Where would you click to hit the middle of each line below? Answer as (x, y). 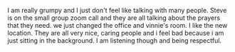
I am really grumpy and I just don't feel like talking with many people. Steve (117, 10)
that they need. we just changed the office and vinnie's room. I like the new (117, 25)
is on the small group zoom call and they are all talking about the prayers (114, 18)
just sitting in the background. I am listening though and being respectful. (115, 41)
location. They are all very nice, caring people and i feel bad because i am (116, 33)
